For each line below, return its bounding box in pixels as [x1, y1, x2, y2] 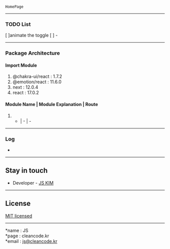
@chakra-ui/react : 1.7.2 [12, 74, 62, 80]
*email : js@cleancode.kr [5, 238, 58, 244]
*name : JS [5, 227, 29, 233]
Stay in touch [5, 166, 48, 175]
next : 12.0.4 [12, 84, 38, 90]
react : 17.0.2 [12, 90, 39, 96]
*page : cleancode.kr [5, 233, 50, 239]
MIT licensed [5, 212, 32, 219]
